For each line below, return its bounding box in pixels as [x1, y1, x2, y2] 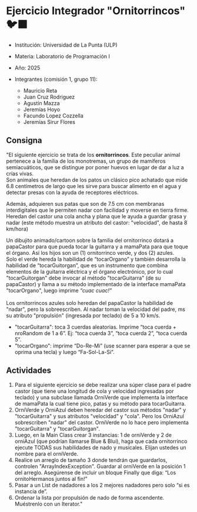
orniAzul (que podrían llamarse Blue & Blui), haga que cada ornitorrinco [14, 438, 188, 445]
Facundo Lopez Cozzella [23, 112, 84, 119]
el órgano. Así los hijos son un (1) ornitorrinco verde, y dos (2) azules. [6, 249, 175, 256]
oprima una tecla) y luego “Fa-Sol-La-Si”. [14, 348, 115, 355]
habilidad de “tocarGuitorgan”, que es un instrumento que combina [6, 261, 168, 269]
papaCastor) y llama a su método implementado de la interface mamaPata [6, 280, 186, 287]
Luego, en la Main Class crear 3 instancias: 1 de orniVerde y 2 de [14, 431, 172, 438]
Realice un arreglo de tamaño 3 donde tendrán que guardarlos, [14, 456, 168, 464]
